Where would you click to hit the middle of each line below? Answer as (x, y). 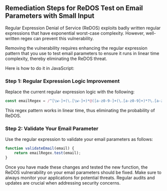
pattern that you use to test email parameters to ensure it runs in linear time (82, 53)
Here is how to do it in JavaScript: (40, 68)
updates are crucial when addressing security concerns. (63, 183)
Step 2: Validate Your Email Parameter (52, 128)
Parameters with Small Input (50, 16)
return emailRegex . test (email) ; (47, 153)
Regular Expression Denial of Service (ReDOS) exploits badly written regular (83, 28)
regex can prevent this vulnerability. (57, 38)
